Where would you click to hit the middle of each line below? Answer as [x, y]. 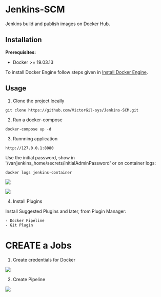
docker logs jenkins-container [39, 172]
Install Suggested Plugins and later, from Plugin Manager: [66, 211]
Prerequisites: [21, 52]
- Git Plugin [19, 225]
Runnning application [35, 138]
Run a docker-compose [37, 120]
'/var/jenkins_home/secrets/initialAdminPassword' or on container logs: [81, 163]
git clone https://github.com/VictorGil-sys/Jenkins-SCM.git [72, 110]
